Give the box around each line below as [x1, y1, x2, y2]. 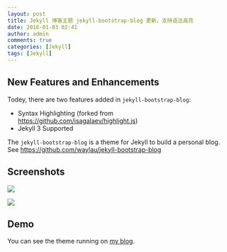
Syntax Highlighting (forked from [17, 109, 113, 117]
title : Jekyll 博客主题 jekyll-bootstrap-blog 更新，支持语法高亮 [7, 17, 194, 24]
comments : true [7, 37, 52, 44]
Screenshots [7, 166, 65, 178]
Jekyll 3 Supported [17, 124, 74, 132]
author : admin [7, 30, 50, 38]
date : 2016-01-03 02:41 [7, 23, 78, 31]
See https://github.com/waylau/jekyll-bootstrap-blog [7, 145, 162, 153]
